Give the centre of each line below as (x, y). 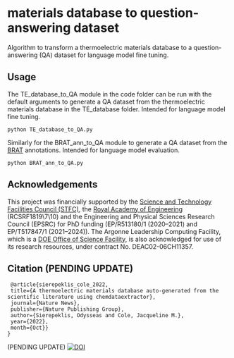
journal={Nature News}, (45, 303)
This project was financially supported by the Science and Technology (110, 202)
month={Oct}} (30, 328)
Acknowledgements (53, 185)
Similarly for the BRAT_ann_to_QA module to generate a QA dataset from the (117, 142)
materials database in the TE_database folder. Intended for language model (116, 109)
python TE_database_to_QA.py (50, 129)
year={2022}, (30, 322)
